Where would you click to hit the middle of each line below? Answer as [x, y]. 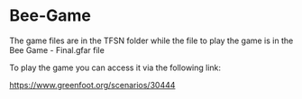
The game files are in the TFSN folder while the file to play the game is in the [151, 40]
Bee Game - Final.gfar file [57, 49]
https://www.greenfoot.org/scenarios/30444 [92, 85]
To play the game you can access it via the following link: [115, 67]
